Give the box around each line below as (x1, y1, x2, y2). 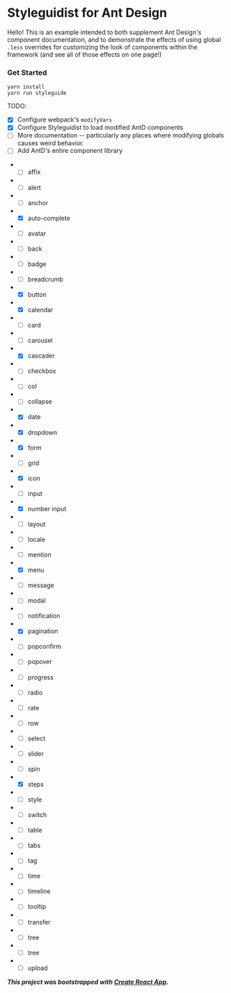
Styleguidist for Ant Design (7, 5, 168, 21)
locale (27, 535, 45, 543)
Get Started (7, 68, 47, 78)
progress (27, 672, 54, 682)
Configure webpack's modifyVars (17, 115, 113, 124)
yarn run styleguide (7, 89, 67, 97)
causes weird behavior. (17, 139, 85, 147)
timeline (27, 887, 51, 895)
